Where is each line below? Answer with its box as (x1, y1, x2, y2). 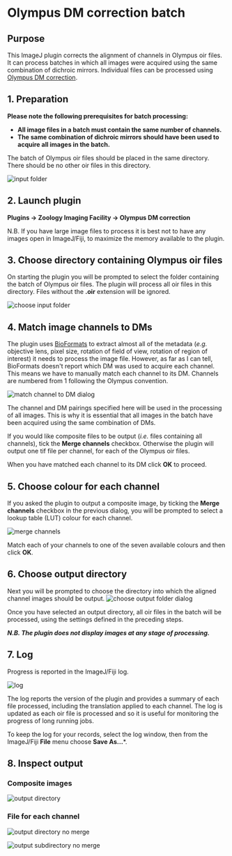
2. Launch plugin (7, 195, 82, 207)
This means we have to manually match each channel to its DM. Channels (7, 369, 219, 378)
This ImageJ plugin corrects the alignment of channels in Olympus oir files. (7, 51, 223, 59)
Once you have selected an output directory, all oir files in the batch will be (7, 607, 222, 616)
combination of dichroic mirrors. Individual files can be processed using (7, 66, 214, 74)
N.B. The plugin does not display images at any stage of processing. (7, 628, 210, 637)
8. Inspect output (7, 758, 84, 770)
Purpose (7, 33, 45, 45)
